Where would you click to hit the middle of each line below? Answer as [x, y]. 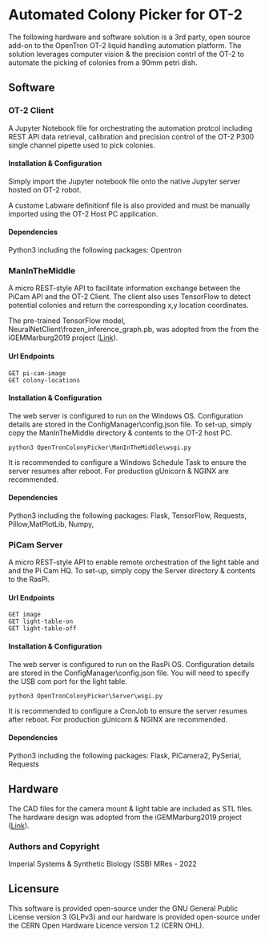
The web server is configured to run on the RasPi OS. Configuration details [131, 664]
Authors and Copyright [54, 846]
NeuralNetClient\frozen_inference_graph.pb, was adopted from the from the [134, 330]
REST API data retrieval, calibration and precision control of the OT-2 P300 [131, 136]
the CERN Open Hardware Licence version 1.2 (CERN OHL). [106, 925]
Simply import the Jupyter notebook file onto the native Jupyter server [124, 181]
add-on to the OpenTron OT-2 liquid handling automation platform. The [125, 45]
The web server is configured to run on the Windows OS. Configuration [126, 415]
